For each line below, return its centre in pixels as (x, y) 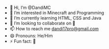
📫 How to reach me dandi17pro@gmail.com (54, 29)
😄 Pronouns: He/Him (31, 36)
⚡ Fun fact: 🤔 (23, 41)
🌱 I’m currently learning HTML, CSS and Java (55, 18)
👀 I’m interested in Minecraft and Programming (57, 13)
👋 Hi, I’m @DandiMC (30, 8)
